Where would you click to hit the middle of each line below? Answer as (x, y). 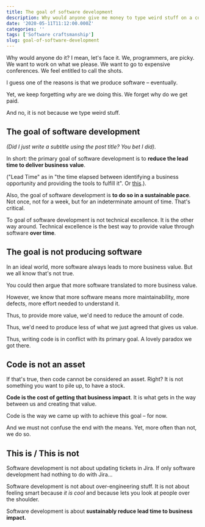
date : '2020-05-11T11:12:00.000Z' (50, 23)
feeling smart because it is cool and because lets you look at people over (98, 493)
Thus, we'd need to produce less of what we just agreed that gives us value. (102, 327)
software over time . (31, 233)
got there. (19, 345)
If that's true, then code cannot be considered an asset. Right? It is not (95, 379)
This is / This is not (43, 453)
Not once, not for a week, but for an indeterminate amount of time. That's (99, 202)
